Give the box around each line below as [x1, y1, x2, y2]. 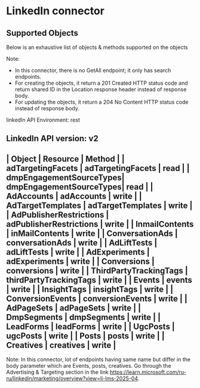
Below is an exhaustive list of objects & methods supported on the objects [6, 44, 188, 51]
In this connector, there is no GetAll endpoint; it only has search [14, 67, 171, 74]
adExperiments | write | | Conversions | [6, 256, 155, 266]
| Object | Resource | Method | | [6, 154, 125, 164]
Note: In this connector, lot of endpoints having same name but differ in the [6, 356, 191, 363]
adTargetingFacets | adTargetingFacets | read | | [6, 163, 190, 173]
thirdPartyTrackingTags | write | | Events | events [6, 275, 193, 285]
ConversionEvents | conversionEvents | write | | [6, 293, 188, 303]
